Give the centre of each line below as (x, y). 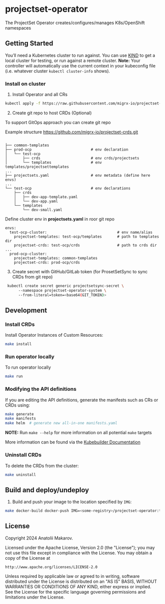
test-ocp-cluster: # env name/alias (81, 232)
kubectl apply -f (23, 104)
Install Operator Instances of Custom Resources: (54, 335)
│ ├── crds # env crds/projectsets (72, 158)
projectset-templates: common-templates (56, 258)
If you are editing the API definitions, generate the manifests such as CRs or (82, 400)
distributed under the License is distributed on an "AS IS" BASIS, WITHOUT (81, 581)
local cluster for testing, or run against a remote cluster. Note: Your (73, 61)
